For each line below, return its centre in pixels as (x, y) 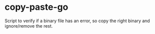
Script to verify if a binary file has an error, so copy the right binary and (77, 21)
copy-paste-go (37, 7)
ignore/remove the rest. (29, 26)
